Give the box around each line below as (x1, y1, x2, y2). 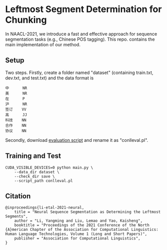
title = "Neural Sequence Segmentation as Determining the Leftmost (14, 210, 161, 215)
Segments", (5, 214, 28, 219)
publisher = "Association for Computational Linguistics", (14, 236, 141, 241)
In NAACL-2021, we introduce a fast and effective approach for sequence (5, 31, 157, 37)
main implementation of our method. (5, 41, 80, 47)
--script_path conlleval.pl (14, 178, 73, 183)
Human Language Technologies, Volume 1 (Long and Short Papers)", (5, 231, 147, 237)
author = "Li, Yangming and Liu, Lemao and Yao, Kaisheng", (14, 218, 143, 223)
